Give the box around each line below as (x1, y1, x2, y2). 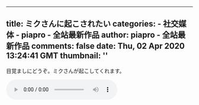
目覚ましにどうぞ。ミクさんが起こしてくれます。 (6, 67, 125, 74)
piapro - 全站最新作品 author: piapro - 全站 (21, 30, 178, 40)
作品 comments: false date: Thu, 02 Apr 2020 (14, 41, 185, 51)
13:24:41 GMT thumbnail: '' (6, 51, 108, 61)
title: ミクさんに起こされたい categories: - (6, 19, 162, 29)
